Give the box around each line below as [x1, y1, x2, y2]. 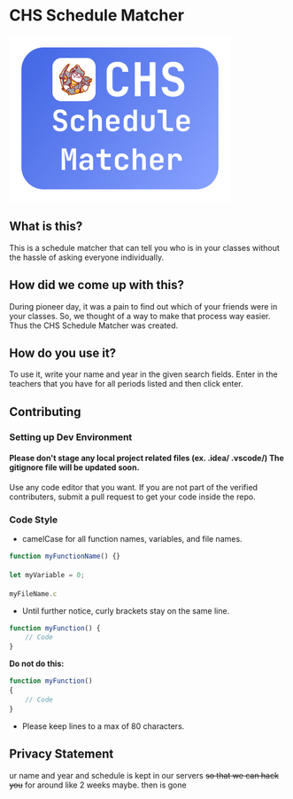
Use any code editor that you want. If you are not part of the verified [9, 482, 258, 492]
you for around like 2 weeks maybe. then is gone [9, 779, 188, 790]
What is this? [9, 219, 83, 234]
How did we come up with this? [9, 278, 184, 293]
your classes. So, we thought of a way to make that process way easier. [9, 310, 271, 321]
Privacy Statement [9, 747, 114, 762]
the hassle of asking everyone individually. [9, 252, 165, 262]
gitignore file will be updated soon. [9, 462, 140, 473]
